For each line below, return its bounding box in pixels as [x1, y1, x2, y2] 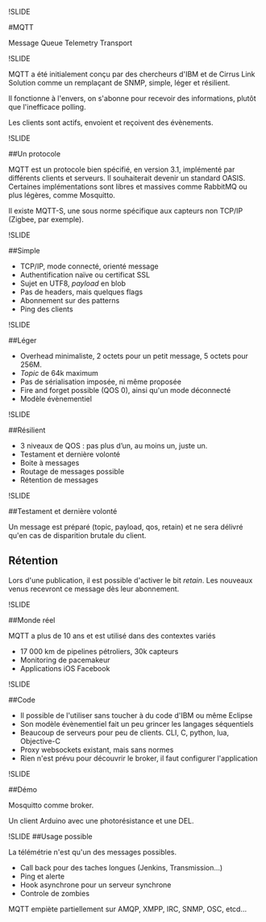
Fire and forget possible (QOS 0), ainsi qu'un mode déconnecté [19, 386, 231, 394]
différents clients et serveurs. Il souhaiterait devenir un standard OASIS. [8, 173, 246, 182]
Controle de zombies [19, 888, 90, 898]
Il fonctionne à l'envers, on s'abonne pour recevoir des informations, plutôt [8, 94, 256, 103]
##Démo [8, 784, 38, 794]
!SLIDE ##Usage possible [8, 831, 93, 841]
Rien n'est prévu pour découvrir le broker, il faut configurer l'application [19, 753, 258, 763]
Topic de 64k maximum [19, 369, 99, 378]
